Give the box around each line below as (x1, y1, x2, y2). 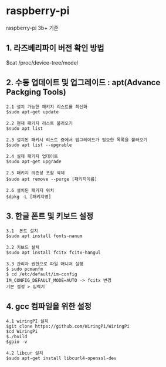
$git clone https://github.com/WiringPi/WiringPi (6, 324, 130, 329)
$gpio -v (6, 339, 28, 345)
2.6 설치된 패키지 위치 (6, 187, 55, 193)
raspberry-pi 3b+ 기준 (6, 24, 59, 31)
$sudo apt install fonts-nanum (6, 233, 83, 239)
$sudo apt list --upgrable (6, 142, 72, 148)
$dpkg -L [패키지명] (6, 194, 52, 200)
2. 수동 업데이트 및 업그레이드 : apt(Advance (6, 78, 161, 87)
